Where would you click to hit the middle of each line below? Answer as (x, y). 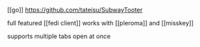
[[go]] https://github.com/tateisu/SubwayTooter (75, 10)
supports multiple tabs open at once (59, 36)
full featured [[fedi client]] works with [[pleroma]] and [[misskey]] (101, 23)
